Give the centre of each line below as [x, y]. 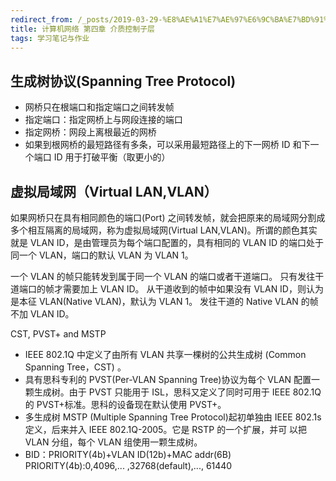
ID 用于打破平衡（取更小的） [112, 157]
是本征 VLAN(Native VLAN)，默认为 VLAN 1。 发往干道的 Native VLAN [154, 301]
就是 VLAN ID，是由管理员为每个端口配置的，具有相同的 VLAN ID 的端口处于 [167, 242]
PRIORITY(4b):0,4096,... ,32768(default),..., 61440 [128, 465]
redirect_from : [42, 19]
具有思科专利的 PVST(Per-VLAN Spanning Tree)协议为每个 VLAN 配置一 [172, 379]
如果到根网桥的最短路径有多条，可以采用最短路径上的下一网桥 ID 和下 [167, 145]
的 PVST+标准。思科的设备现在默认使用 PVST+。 [125, 404]
